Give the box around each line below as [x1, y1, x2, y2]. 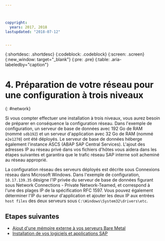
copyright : [5, 20, 28, 25]
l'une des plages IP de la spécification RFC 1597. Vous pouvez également [5, 187, 154, 193]
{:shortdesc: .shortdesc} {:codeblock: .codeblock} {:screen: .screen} [5, 51, 145, 57]
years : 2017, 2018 [9, 25, 48, 30]
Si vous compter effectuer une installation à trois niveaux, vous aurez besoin [5, 115, 160, 121]
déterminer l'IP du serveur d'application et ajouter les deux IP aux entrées [5, 193, 155, 199]
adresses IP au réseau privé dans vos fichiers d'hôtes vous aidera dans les [5, 147, 157, 152]
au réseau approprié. [5, 157, 48, 163]
